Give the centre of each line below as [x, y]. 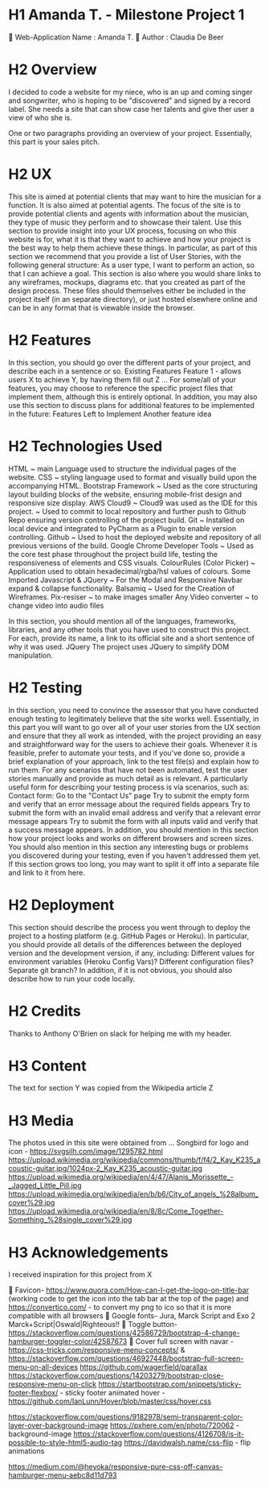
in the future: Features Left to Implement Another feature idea [110, 414]
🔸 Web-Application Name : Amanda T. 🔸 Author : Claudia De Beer [116, 37]
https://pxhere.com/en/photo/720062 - [174, 1425]
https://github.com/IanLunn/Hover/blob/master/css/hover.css [110, 1401]
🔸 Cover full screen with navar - [181, 1342]
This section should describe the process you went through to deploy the [129, 927]
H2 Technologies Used [86, 446]
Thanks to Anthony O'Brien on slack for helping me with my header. [120, 1033]
